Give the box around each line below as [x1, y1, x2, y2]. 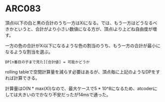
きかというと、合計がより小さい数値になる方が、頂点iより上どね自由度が [5, 26, 153, 32]
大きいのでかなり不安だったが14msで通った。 [18, 92, 111, 98]
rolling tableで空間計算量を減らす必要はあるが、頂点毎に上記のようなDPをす [5, 68, 161, 74]
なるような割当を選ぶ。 [5, 49, 53, 55]
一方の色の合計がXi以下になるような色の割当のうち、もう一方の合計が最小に [5, 42, 161, 48]
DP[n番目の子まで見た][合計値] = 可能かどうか [5, 60, 90, 65]
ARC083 [5, 3, 41, 14]
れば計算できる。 [5, 75, 40, 81]
